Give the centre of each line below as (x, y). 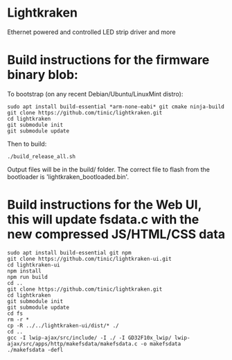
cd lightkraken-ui (34, 265)
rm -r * (18, 319)
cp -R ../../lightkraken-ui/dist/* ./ (63, 325)
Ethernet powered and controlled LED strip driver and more (91, 32)
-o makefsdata (161, 344)
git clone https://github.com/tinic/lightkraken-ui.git (89, 259)
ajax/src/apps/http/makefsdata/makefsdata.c (72, 344)
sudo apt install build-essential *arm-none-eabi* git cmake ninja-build (116, 106)
